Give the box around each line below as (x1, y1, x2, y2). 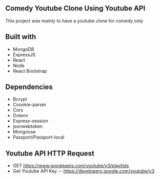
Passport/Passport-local (12, 134, 65, 140)
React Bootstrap (12, 68, 47, 74)
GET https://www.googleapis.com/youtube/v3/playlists (12, 163, 129, 169)
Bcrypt (12, 96, 27, 102)
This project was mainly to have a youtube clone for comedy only (5, 17, 144, 24)
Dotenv (12, 113, 28, 119)
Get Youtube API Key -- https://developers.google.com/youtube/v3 (12, 168, 155, 174)
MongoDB (12, 46, 34, 52)
